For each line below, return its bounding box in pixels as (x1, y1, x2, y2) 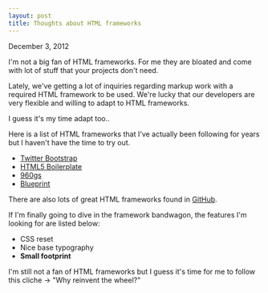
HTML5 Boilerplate (19, 161, 83, 171)
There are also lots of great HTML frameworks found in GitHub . (8, 194, 218, 204)
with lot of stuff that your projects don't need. (8, 65, 159, 75)
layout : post (8, 11, 52, 20)
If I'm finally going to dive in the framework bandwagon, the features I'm (8, 210, 247, 219)
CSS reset (19, 234, 54, 243)
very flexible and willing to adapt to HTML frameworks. (8, 98, 190, 108)
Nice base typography (19, 242, 94, 252)
